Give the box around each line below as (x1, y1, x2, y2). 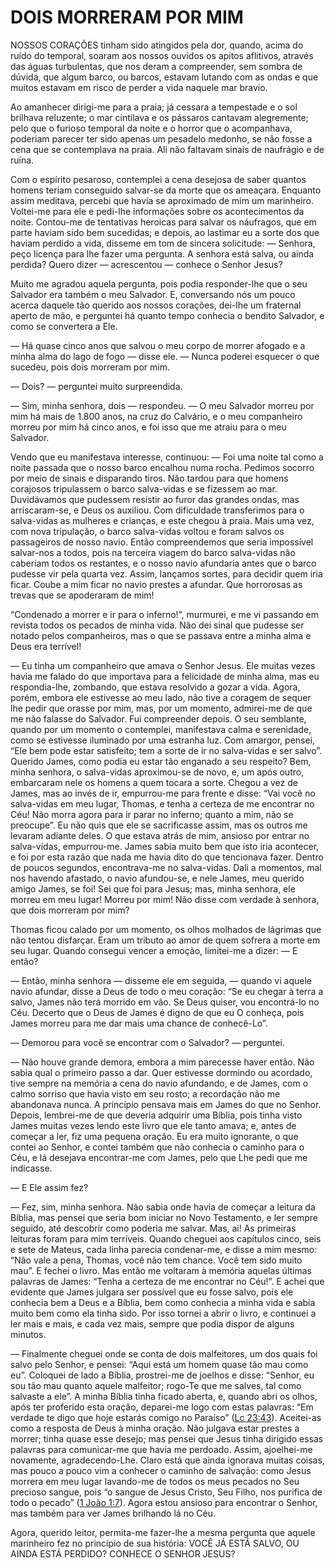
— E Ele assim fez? (10, 1181, 89, 1193)
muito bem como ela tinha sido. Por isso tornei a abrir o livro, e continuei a (10, 1307, 317, 1319)
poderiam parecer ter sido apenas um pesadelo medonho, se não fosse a (10, 132, 313, 145)
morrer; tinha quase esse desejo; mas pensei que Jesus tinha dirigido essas (10, 1432, 324, 1445)
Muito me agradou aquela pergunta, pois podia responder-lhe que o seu (10, 277, 308, 290)
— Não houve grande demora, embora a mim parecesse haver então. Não (10, 1056, 315, 1068)
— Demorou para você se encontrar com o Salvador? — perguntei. (10, 1036, 285, 1048)
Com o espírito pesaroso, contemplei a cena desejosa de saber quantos (10, 173, 307, 185)
